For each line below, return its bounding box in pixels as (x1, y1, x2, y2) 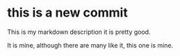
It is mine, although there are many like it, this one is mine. (7, 41, 174, 49)
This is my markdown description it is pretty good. (7, 28, 151, 36)
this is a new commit (7, 5, 129, 21)
